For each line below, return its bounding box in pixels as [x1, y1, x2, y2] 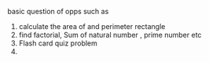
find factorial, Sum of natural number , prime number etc [18, 31, 202, 39]
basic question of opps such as [7, 7, 109, 16]
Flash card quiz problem [18, 38, 97, 48]
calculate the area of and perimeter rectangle [18, 22, 166, 31]
